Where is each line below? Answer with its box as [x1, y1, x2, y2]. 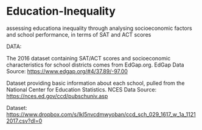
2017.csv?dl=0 [6, 117, 43, 125]
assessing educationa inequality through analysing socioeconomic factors [6, 24, 193, 32]
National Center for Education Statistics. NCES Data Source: [6, 85, 157, 93]
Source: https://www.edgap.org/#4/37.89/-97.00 [6, 67, 128, 74]
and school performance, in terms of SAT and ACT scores [6, 31, 151, 38]
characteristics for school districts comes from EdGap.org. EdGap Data [6, 61, 184, 68]
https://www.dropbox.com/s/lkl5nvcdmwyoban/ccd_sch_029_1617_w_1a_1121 [6, 110, 196, 118]
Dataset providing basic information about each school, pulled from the [6, 79, 185, 87]
